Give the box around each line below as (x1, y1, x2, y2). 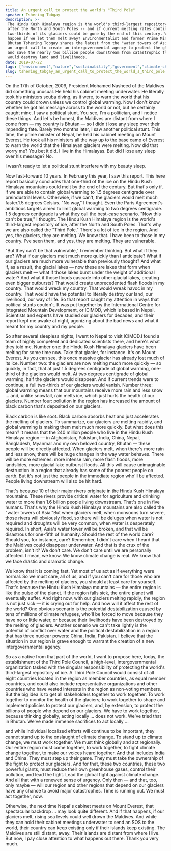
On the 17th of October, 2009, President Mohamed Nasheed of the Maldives (5, 83, 164, 89)
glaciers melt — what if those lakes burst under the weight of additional (5, 269, 155, 275)
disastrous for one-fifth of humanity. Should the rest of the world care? (5, 531, 154, 537)
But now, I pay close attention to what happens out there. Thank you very (5, 835, 159, 841)
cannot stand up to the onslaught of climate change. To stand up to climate (5, 733, 163, 740)
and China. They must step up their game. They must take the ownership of (5, 755, 164, 761)
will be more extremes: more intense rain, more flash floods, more (5, 456, 144, 462)
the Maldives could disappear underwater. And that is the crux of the (5, 542, 150, 548)
